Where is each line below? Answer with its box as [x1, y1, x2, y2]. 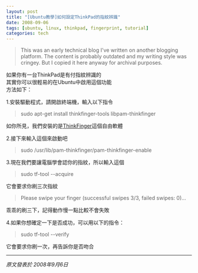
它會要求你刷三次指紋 [6, 183, 58, 190]
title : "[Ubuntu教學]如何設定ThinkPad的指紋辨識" [6, 14, 121, 20]
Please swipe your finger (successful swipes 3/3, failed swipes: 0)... [20, 195, 187, 202]
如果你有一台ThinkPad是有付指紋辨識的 [6, 71, 102, 78]
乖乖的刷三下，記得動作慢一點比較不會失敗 [6, 207, 110, 214]
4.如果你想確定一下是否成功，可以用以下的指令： [6, 219, 125, 227]
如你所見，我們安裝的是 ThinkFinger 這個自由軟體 [6, 122, 123, 129]
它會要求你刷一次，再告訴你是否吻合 [6, 243, 94, 250]
